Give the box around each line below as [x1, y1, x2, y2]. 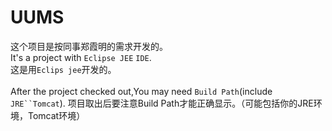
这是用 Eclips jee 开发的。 [10, 63, 117, 75]
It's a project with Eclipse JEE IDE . [10, 51, 152, 63]
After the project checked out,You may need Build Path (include [10, 85, 273, 97]
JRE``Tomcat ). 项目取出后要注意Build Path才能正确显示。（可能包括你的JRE [10, 97, 314, 109]
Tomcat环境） [27, 109, 86, 121]
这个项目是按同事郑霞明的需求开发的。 [10, 40, 168, 52]
